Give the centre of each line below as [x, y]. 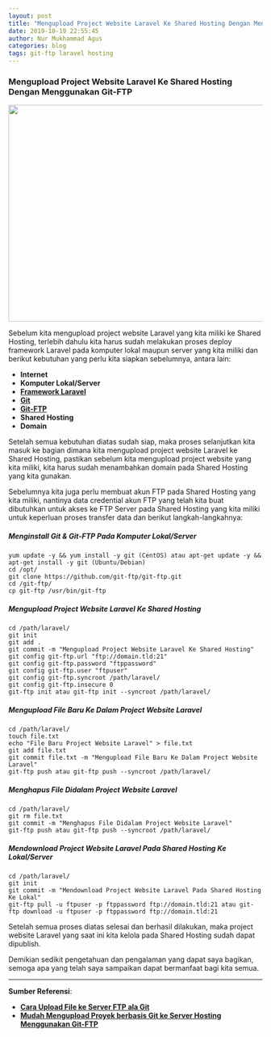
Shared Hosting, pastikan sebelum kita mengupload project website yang [130, 459]
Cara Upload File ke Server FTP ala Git [85, 1007]
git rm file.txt [35, 816]
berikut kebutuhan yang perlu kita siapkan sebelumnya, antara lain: [120, 359]
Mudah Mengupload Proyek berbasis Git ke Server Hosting [121, 1016]
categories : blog [38, 46]
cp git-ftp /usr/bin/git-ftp [57, 591]
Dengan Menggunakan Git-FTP [71, 91]
